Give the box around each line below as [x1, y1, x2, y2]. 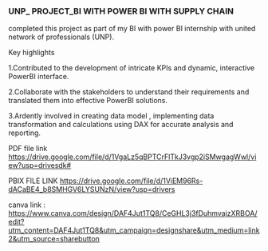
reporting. [8, 128, 41, 137]
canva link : [8, 200, 46, 209]
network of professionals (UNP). [8, 32, 114, 42]
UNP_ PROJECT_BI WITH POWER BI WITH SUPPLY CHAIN [8, 6, 234, 17]
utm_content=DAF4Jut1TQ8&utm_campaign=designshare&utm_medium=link [8, 225, 260, 235]
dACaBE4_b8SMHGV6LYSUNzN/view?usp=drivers [8, 185, 175, 194]
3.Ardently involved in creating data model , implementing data [8, 111, 215, 121]
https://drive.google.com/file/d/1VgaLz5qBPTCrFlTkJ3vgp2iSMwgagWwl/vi [8, 152, 257, 161]
